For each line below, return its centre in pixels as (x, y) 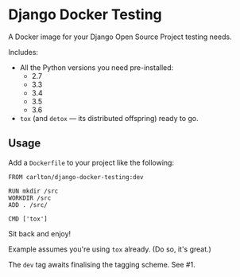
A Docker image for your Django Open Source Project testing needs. (120, 37)
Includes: (23, 52)
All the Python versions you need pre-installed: (97, 67)
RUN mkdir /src (33, 191)
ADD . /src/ (28, 205)
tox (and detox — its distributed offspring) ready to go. (109, 118)
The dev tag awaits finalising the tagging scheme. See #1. (102, 264)
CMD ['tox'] (28, 219)
